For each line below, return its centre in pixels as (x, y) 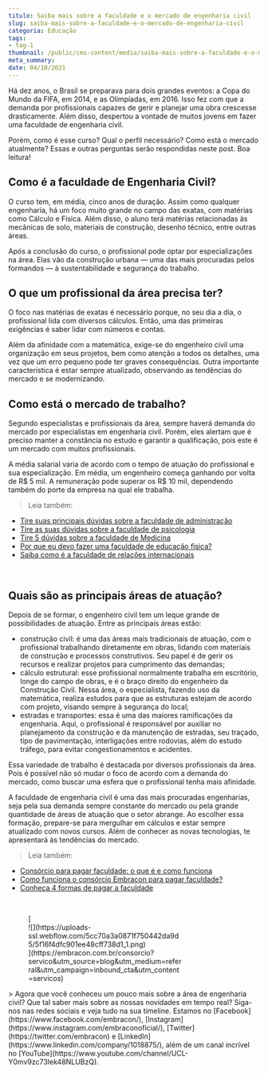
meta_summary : (32, 61)
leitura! (20, 157)
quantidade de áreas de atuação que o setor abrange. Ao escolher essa (126, 814)
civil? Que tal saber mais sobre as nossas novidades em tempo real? (120, 1002)
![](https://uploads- (60, 927)
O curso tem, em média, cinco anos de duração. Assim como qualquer (124, 202)
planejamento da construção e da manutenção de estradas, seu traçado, (139, 732)
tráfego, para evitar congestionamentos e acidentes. (106, 749)
